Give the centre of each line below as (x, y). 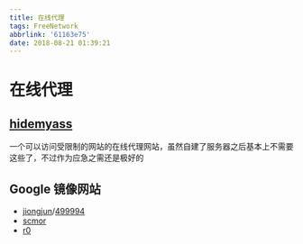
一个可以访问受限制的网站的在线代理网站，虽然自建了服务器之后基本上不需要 (151, 147)
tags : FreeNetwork (44, 26)
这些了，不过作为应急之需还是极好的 (77, 158)
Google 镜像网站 (55, 189)
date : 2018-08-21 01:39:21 (60, 43)
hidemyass (41, 124)
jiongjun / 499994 (54, 212)
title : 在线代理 (37, 18)
